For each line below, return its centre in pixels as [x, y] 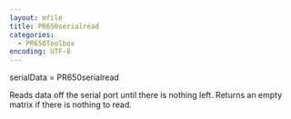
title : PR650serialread [55, 26]
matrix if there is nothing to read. [70, 104]
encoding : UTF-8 [40, 52]
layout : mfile [36, 18]
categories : [32, 35]
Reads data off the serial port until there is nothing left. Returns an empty [146, 95]
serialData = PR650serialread [65, 77]
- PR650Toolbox [46, 43]
